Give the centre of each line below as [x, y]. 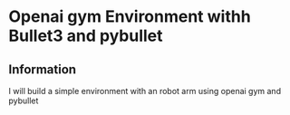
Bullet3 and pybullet [86, 36]
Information [43, 69]
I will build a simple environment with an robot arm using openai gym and [145, 91]
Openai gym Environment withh [130, 17]
